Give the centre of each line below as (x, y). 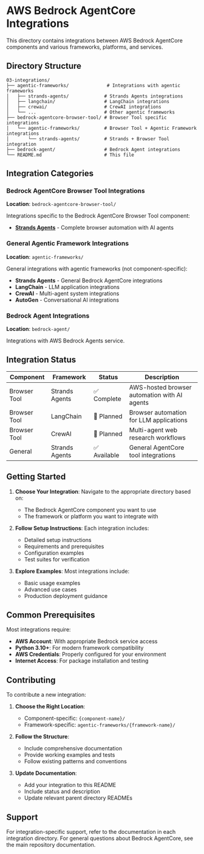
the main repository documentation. (51, 845)
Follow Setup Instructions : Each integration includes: (82, 528)
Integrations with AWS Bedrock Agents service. (66, 341)
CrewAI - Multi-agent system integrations (67, 293)
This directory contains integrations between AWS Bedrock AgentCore (95, 40)
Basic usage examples (52, 583)
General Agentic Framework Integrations (68, 243)
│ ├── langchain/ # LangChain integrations (88, 101)
